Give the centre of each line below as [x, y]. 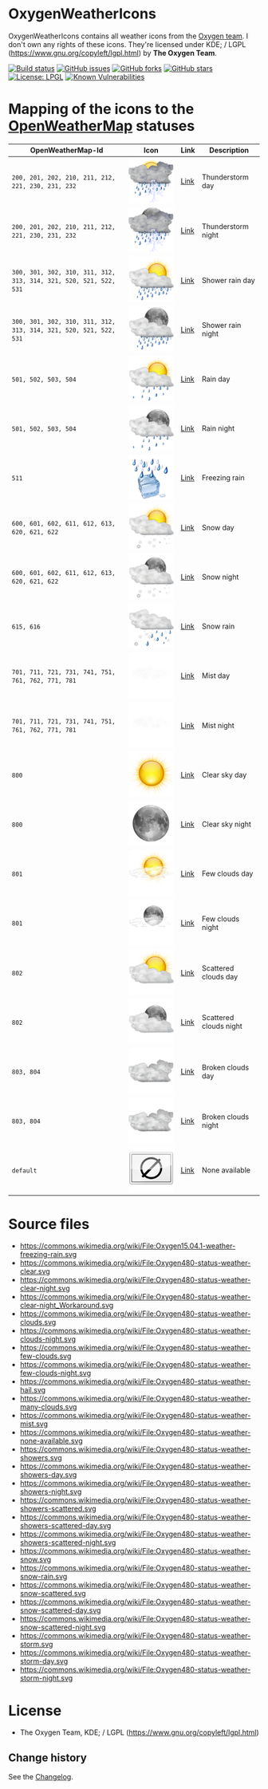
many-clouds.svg [48, 1407]
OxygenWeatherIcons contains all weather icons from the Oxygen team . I [128, 36]
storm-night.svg [46, 1678]
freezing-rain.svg [48, 1255]
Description [229, 150]
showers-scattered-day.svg [65, 1526]
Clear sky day [225, 774]
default [24, 1171]
